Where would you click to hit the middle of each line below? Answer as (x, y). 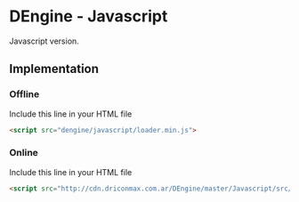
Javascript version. (44, 41)
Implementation (54, 69)
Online (24, 153)
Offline (24, 94)
